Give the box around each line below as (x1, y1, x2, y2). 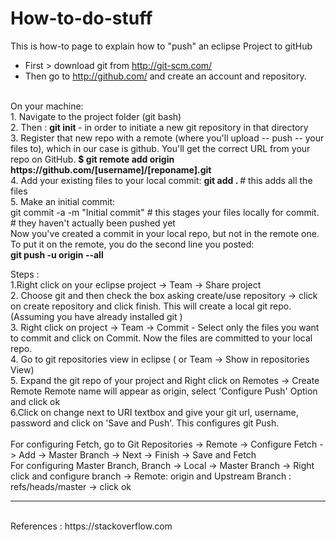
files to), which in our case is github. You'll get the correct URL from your (10, 142, 311, 154)
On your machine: (10, 100, 84, 112)
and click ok (10, 395, 61, 407)
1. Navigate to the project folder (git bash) (10, 110, 182, 122)
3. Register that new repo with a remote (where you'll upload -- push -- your (10, 132, 325, 144)
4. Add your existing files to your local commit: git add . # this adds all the (10, 174, 313, 186)
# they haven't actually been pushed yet (10, 217, 176, 229)
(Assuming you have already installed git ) (10, 310, 183, 322)
